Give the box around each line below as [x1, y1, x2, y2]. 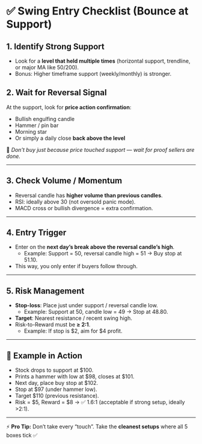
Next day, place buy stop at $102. [14, 380, 98, 387]
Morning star [14, 128, 47, 135]
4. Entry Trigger [6, 228, 67, 238]
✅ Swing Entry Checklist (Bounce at [6, 4, 189, 18]
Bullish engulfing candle [14, 115, 75, 122]
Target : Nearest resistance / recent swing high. [14, 314, 132, 322]
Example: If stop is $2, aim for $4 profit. [23, 327, 123, 335]
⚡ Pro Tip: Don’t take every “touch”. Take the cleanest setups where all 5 [6, 423, 188, 430]
